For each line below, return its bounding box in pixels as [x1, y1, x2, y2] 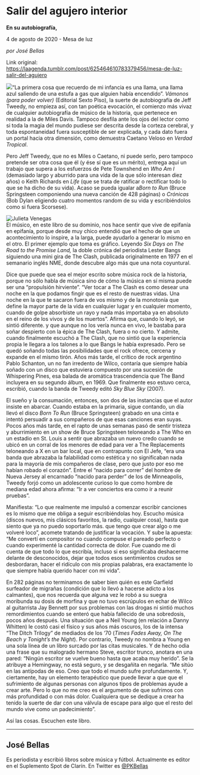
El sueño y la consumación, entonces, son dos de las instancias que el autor [6, 396, 193, 404]
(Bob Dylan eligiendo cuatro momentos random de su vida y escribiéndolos [6, 197, 191, 204]
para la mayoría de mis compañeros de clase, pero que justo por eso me [6, 460, 184, 467]
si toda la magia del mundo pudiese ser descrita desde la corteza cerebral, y [6, 121, 194, 129]
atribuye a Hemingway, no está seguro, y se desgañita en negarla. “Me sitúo [6, 661, 193, 668]
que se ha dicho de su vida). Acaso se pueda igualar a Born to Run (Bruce [6, 184, 186, 191]
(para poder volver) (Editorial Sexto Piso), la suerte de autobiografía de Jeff [6, 96, 192, 103]
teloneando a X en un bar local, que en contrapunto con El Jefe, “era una [6, 447, 185, 455]
